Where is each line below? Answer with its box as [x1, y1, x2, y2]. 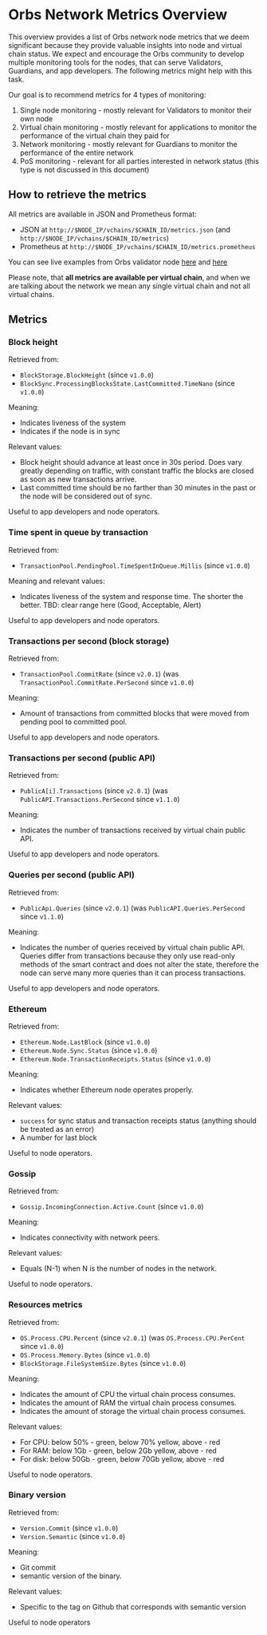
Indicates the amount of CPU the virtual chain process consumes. [19, 1389, 236, 1399]
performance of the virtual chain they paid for [19, 130, 170, 141]
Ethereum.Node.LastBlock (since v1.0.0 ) [19, 1037, 151, 1046]
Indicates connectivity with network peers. [19, 1232, 160, 1243]
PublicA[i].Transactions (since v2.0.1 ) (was [19, 786, 169, 796]
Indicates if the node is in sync [19, 427, 121, 436]
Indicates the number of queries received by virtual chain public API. [19, 943, 245, 952]
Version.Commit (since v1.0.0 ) [19, 1523, 119, 1533]
